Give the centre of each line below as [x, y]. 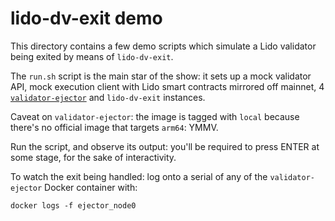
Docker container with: [91, 187]
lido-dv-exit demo [86, 18]
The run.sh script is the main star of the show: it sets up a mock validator [161, 76]
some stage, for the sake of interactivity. [93, 157]
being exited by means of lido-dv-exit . [92, 56]
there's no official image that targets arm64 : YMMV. [114, 127]
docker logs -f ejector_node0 [73, 205]
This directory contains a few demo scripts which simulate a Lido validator [163, 46]
